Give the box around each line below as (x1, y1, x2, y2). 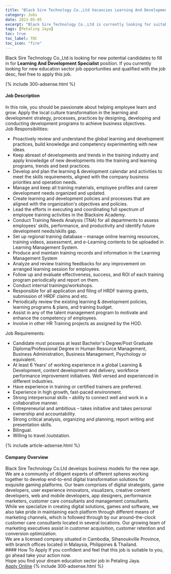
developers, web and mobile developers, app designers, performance (5, 493, 152, 499)
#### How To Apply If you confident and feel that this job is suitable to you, (5, 547, 164, 553)
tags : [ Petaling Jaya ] (5, 27, 53, 32)
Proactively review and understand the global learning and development (12, 135, 164, 142)
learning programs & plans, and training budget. (12, 304, 113, 310)
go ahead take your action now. (5, 553, 71, 559)
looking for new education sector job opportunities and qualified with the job (5, 65, 166, 72)
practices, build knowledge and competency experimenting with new (12, 141, 158, 147)
